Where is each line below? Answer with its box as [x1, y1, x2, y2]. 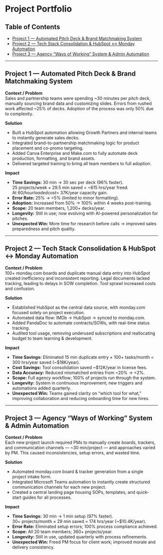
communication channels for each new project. [12, 484, 107, 490]
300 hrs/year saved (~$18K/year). [12, 359, 80, 365]
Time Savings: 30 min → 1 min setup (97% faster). [12, 513, 113, 519]
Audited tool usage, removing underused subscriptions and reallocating [12, 330, 155, 336]
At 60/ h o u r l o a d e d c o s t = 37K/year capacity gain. [12, 189, 108, 195]
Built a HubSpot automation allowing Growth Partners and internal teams [12, 130, 157, 135]
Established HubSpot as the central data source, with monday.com [12, 304, 146, 310]
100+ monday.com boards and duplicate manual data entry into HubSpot [5, 270, 150, 276]
